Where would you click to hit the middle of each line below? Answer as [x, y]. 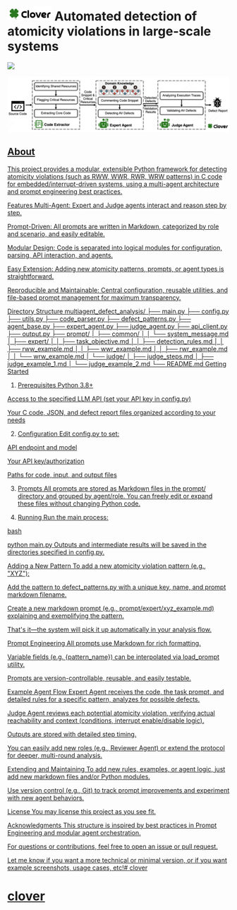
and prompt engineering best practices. [65, 191]
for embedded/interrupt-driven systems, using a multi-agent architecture [114, 184]
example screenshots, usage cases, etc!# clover [78, 868]
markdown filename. [37, 594]
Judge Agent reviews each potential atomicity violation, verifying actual [111, 713]
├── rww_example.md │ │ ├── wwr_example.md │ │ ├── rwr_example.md [117, 349]
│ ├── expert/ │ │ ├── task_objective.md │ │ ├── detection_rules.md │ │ [116, 341]
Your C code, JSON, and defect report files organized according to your [112, 412]
